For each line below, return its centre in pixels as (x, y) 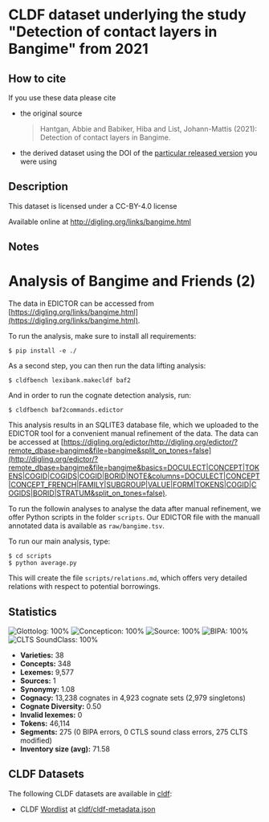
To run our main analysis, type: (59, 541)
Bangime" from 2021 (78, 49)
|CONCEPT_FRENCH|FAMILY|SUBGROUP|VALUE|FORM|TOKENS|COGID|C (132, 485)
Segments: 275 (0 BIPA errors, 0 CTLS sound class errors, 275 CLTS (134, 731)
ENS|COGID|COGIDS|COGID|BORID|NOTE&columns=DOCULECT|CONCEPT (134, 476)
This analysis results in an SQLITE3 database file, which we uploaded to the (134, 425)
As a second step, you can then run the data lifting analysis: (107, 366)
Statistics (33, 612)
